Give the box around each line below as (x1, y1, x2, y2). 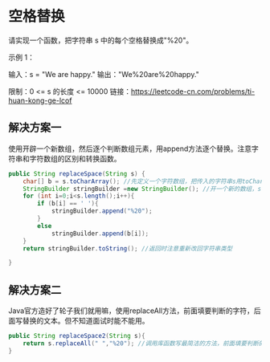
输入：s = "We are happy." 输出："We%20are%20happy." (8, 69, 199, 79)
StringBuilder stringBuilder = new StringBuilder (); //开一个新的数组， (22, 185, 259, 193)
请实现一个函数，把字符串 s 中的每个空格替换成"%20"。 (8, 35, 194, 45)
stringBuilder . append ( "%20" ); (51, 207, 153, 215)
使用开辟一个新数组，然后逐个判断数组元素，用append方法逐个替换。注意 (8, 144, 252, 153)
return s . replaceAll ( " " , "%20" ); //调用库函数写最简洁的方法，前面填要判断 (22, 339, 260, 348)
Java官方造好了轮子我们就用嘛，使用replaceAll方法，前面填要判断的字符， (8, 306, 255, 315)
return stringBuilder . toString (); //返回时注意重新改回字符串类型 (22, 244, 233, 253)
